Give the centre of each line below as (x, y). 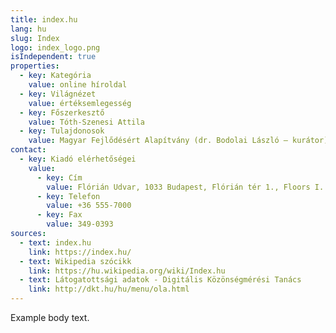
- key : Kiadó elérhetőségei (78, 159)
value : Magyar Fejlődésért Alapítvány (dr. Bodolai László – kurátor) (178, 141)
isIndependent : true (53, 57)
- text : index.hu (55, 242)
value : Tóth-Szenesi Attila (86, 122)
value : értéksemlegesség (80, 103)
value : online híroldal (78, 85)
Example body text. (50, 317)
